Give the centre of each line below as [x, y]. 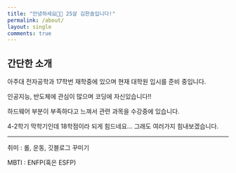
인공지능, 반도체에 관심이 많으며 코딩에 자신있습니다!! [80, 97]
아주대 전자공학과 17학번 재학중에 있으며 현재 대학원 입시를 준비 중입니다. [107, 82]
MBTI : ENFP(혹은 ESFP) [42, 162]
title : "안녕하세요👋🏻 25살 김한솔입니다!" [61, 14]
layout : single [29, 27]
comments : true [29, 33]
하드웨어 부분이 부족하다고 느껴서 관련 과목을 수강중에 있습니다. [94, 111]
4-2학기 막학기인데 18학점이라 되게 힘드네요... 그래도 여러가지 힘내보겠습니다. [113, 126]
